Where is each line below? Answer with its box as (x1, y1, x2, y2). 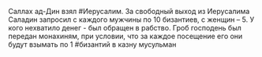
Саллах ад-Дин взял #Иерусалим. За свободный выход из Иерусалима (8, 7, 250, 16)
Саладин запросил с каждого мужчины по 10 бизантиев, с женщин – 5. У (8, 15, 255, 24)
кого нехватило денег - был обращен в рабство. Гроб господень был (8, 23, 242, 32)
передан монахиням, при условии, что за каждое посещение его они (8, 31, 243, 41)
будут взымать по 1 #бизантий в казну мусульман (8, 40, 177, 49)
